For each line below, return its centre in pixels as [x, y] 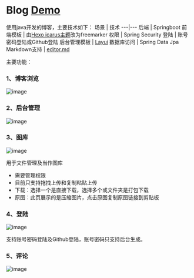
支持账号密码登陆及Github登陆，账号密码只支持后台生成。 [76, 239]
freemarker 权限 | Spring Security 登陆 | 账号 [134, 34]
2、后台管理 [23, 108]
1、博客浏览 [23, 78]
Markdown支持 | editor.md [38, 49]
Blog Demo [33, 10]
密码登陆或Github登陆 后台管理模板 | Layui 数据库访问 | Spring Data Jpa [93, 42]
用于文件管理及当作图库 [34, 163]
